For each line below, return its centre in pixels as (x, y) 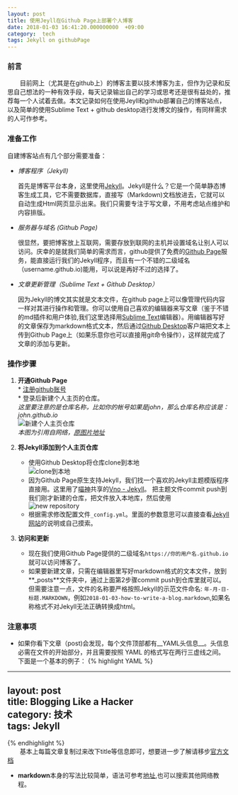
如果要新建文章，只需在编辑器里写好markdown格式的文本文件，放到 (127, 571)
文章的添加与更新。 (46, 343)
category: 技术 (40, 715)
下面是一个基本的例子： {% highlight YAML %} (85, 661)
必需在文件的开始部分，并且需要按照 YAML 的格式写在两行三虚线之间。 (121, 652)
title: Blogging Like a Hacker (70, 702)
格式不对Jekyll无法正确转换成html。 (87, 606)
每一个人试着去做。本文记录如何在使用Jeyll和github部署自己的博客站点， (119, 101)
